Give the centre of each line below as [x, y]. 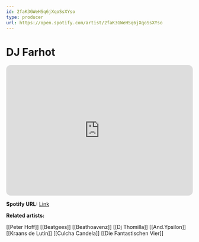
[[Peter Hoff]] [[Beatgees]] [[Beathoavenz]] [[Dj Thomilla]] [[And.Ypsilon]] [96, 227]
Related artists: [25, 216]
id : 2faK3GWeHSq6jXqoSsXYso [41, 12]
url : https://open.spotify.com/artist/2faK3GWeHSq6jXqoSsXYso [84, 23]
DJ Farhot [31, 52]
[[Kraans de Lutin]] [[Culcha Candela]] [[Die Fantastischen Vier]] [85, 233]
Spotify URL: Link [28, 204]
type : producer [25, 17]
